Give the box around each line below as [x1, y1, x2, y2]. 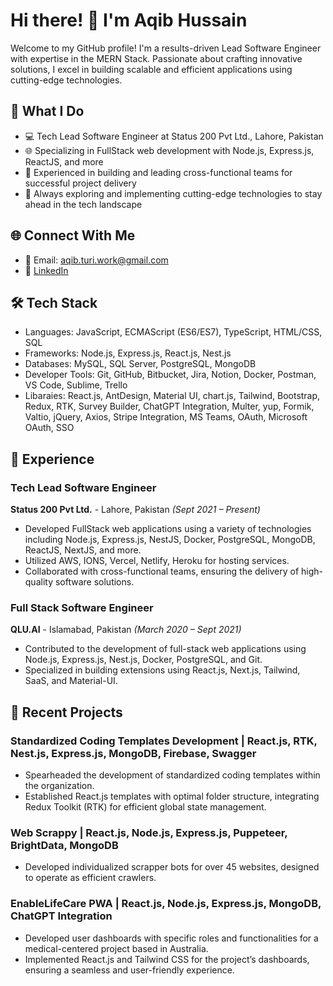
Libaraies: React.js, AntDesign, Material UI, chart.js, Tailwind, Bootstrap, [24, 390, 321, 402]
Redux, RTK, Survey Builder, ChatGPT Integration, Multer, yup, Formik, [24, 400, 315, 413]
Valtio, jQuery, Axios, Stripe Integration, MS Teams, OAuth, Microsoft [24, 411, 308, 423]
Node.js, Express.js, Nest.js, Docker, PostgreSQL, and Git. [24, 654, 263, 666]
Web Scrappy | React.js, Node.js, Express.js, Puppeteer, [10, 825, 288, 839]
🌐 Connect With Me [10, 227, 136, 244]
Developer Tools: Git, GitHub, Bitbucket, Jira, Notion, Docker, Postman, [24, 369, 317, 381]
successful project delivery [24, 177, 137, 189]
